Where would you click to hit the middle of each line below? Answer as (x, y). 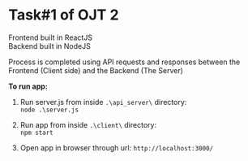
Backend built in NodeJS (49, 46)
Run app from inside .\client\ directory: (88, 124)
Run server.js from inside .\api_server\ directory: (103, 102)
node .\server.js (49, 110)
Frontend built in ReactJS (51, 37)
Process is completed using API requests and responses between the (124, 62)
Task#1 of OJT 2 (64, 15)
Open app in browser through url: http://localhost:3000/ (116, 147)
